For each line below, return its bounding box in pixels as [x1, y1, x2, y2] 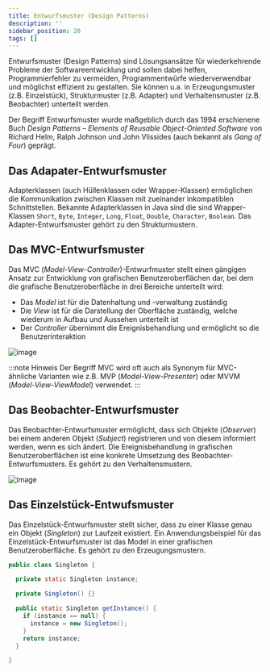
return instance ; [23, 634, 81, 642]
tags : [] [8, 34, 38, 43]
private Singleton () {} [15, 590, 95, 598]
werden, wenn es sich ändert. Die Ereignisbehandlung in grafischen [8, 441, 234, 452]
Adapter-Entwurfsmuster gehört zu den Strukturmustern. [8, 219, 197, 230]
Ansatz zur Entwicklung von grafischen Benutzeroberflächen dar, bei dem [8, 273, 254, 282]
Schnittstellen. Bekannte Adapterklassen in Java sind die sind [8, 202, 213, 212]
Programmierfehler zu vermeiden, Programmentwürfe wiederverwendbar [8, 73, 251, 83]
